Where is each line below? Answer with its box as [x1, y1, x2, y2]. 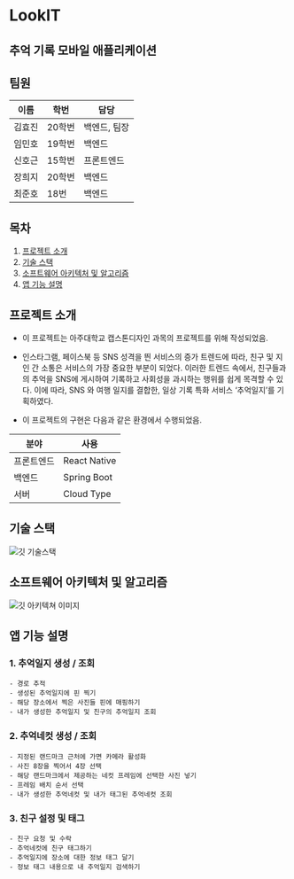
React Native [63, 455, 117, 467]
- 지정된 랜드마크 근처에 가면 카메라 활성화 [9, 752, 147, 761]
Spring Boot [63, 471, 113, 484]
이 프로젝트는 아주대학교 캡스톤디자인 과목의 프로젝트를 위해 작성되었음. [21, 333, 268, 344]
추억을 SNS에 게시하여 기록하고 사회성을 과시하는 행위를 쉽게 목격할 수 [31, 374, 275, 385]
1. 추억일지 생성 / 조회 [9, 657, 96, 669]
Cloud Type [63, 488, 112, 501]
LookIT [9, 5, 61, 26]
